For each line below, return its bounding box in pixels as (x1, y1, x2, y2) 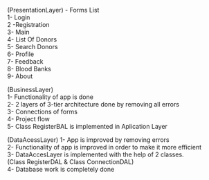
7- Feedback (7, 57, 44, 65)
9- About (7, 72, 33, 80)
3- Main (7, 28, 30, 36)
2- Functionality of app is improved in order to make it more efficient (7, 143, 202, 151)
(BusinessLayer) (7, 86, 54, 93)
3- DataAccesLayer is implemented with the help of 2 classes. (7, 150, 185, 159)
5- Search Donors (7, 43, 58, 51)
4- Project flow (7, 115, 51, 123)
